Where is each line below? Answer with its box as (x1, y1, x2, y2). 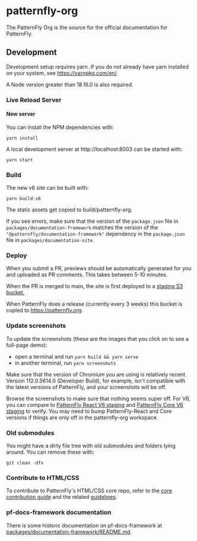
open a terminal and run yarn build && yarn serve (14, 353, 139, 360)
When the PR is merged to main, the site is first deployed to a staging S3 (6, 283, 183, 290)
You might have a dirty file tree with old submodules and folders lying (6, 442, 176, 450)
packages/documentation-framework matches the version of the (6, 224, 158, 231)
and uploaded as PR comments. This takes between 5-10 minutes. (6, 271, 168, 279)
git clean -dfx (6, 460, 44, 466)
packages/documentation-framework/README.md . (6, 528, 132, 535)
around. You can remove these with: (6, 448, 95, 455)
